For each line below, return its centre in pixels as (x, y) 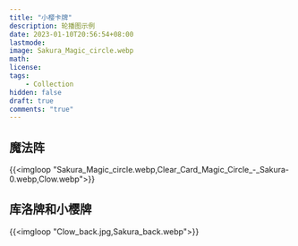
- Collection (50, 84)
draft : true (31, 101)
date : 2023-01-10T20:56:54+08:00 (72, 34)
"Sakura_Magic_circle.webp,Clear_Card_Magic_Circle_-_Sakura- (171, 170)
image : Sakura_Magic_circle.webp (72, 51)
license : (26, 68)
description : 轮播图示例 (52, 26)
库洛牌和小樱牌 (51, 210)
